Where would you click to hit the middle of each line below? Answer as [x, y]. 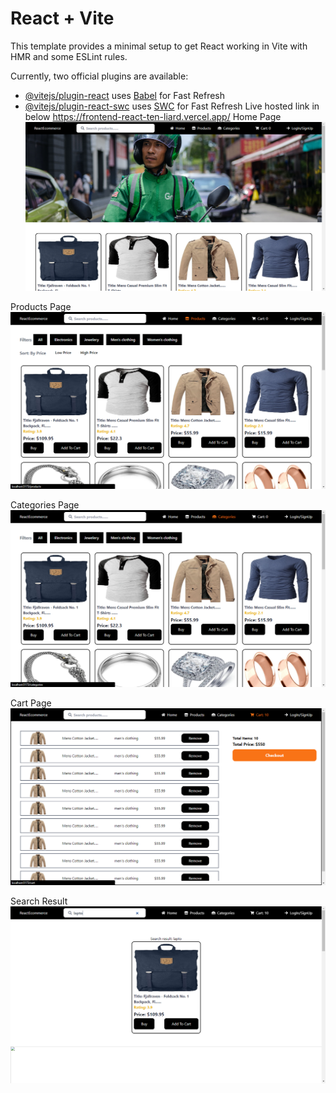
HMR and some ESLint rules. [69, 56]
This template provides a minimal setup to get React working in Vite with [159, 46]
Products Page [41, 306]
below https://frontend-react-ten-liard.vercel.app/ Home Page [153, 116]
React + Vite [62, 18]
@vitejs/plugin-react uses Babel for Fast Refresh [125, 95]
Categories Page [45, 504]
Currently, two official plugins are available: [99, 76]
